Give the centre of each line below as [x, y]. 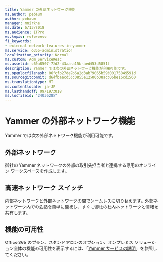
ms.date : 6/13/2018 [25, 28]
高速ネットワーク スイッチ [44, 188]
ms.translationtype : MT [29, 82]
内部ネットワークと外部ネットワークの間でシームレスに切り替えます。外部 [80, 201]
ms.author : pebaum [24, 14]
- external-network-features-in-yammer [45, 46]
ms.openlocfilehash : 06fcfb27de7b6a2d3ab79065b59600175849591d [71, 73]
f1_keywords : [18, 41]
